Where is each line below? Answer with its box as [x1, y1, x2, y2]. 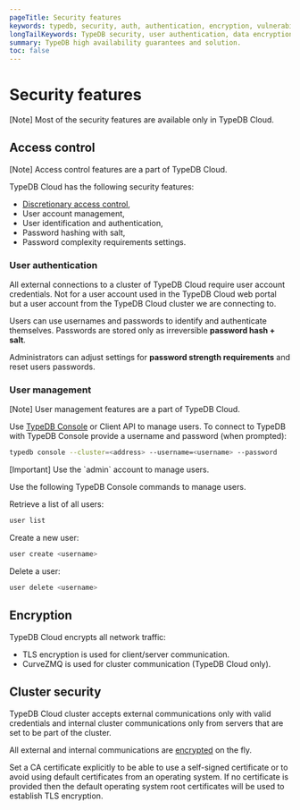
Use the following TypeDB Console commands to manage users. [9, 482, 246, 493]
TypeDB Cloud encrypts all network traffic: [9, 631, 167, 642]
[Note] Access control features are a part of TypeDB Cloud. [9, 164, 228, 174]
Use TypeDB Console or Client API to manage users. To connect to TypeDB [9, 421, 286, 432]
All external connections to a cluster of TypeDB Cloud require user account [9, 279, 286, 291]
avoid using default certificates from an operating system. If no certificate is [9, 771, 288, 782]
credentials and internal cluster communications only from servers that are [9, 717, 284, 729]
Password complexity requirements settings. [21, 236, 187, 247]
